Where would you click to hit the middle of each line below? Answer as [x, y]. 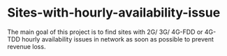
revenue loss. [27, 46]
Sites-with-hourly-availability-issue [114, 13]
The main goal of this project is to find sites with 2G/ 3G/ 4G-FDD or [105, 32]
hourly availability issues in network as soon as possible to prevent [118, 39]
